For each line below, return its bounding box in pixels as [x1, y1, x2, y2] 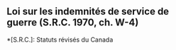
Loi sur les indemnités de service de [6, 6, 170, 18]
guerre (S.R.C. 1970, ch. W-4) [6, 17, 139, 29]
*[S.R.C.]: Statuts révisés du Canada [6, 35, 114, 44]
